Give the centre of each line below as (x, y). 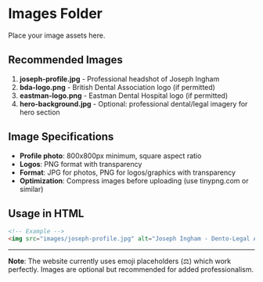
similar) (31, 189)
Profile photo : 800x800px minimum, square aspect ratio (110, 155)
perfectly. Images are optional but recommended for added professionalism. (131, 269)
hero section (40, 112)
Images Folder (56, 14)
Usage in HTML (46, 213)
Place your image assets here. (57, 35)
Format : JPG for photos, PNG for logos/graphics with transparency (128, 172)
